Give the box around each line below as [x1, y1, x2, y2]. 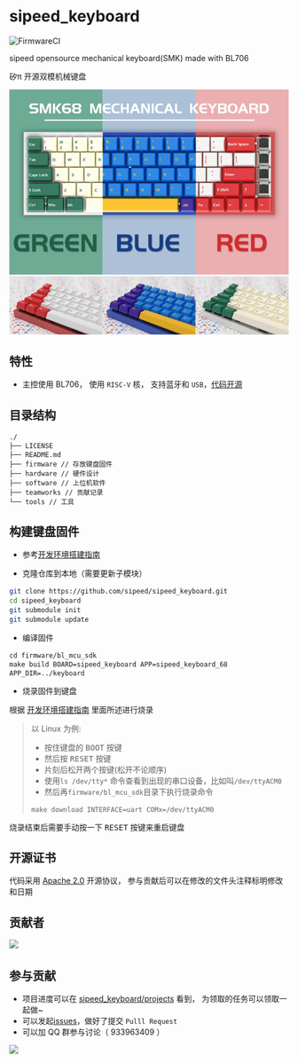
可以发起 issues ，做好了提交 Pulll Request [21, 1016, 177, 1027]
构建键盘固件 [9, 524, 80, 539]
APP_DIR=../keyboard [9, 668, 86, 678]
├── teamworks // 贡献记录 [9, 488, 104, 498]
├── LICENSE [9, 442, 53, 451]
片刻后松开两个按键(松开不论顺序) [43, 764, 167, 775]
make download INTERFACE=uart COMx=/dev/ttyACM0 [30, 805, 215, 814]
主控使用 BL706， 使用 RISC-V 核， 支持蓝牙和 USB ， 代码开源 [21, 379, 243, 390]
